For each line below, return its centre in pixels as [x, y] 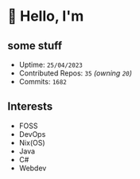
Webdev [33, 168]
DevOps [32, 134]
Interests [30, 107]
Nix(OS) [32, 142]
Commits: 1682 [43, 82]
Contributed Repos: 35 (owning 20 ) [76, 73]
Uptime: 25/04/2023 [51, 64]
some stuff [35, 46]
